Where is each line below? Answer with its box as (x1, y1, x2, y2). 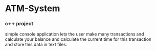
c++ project (5, 20, 34, 27)
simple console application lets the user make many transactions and (5, 31, 144, 37)
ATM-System (5, 3, 60, 14)
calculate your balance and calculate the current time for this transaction (5, 36, 152, 42)
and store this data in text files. (5, 42, 67, 48)
